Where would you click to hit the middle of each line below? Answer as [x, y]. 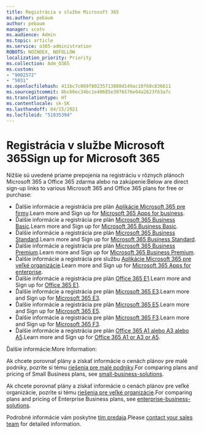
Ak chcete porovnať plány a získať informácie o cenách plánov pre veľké [98, 386]
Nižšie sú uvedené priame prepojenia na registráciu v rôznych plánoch [96, 175]
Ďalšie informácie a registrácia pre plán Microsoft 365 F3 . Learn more [102, 318]
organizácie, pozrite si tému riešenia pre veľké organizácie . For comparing [99, 392]
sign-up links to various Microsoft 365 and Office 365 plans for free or [95, 189]
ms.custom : [20, 69]
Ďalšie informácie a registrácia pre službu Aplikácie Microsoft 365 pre [103, 259]
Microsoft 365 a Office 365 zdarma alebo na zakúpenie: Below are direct [97, 182]
